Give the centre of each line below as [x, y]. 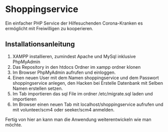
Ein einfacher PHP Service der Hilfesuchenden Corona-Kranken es [74, 23]
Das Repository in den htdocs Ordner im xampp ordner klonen [76, 67]
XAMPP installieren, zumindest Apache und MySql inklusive [74, 56]
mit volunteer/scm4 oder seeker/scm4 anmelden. [63, 109]
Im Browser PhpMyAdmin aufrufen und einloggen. [64, 72]
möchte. [14, 124]
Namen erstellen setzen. [38, 88]
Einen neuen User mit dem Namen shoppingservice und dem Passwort [86, 78]
